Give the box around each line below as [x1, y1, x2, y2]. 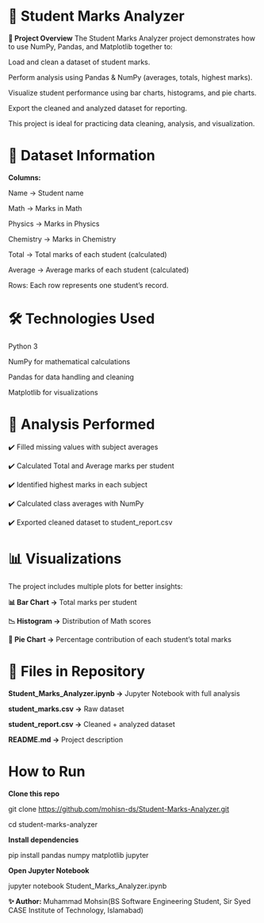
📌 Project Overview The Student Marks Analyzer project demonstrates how [8, 33, 256, 43]
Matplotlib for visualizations [8, 387, 98, 397]
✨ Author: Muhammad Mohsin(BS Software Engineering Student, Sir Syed [8, 896, 251, 906]
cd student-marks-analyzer [8, 819, 98, 829]
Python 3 [8, 341, 38, 351]
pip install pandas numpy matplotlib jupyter [8, 850, 149, 860]
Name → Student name [8, 188, 84, 198]
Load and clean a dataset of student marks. [8, 57, 151, 67]
